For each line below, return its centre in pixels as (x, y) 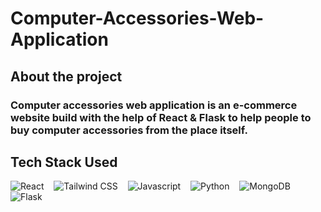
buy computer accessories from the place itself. (129, 130)
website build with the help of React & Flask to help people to (161, 117)
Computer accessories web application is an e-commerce (154, 105)
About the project (66, 76)
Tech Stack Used (64, 162)
